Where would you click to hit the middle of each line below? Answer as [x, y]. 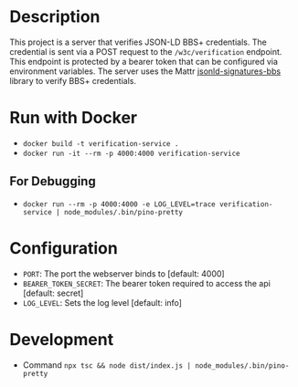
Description [55, 17]
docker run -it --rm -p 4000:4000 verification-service [131, 153]
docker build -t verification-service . [101, 143]
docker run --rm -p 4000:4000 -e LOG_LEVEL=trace [119, 204]
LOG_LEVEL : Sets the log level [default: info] [102, 302]
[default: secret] [53, 293]
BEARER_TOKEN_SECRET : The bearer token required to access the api [147, 283]
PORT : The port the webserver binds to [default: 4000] [124, 273]
